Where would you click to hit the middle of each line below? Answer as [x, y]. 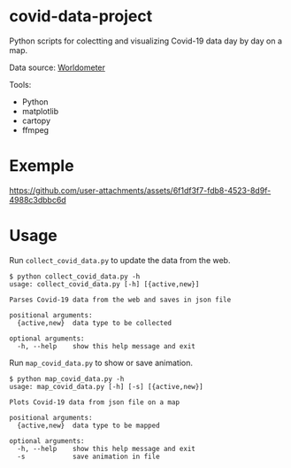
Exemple [42, 166]
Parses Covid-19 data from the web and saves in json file [120, 300]
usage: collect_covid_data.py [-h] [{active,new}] [104, 284]
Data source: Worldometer [57, 67]
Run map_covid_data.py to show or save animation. [101, 363]
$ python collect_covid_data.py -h [75, 277]
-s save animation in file [89, 456]
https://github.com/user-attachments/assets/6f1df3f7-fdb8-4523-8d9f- [140, 190]
